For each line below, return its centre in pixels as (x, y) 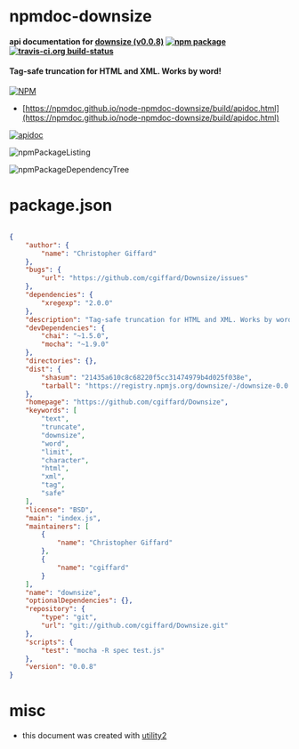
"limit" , (57, 452)
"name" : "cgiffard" (93, 568)
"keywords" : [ (51, 411)
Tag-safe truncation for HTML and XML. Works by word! (115, 71)
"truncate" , (64, 427)
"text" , (55, 419)
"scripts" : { (49, 642)
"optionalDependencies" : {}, (79, 601)
